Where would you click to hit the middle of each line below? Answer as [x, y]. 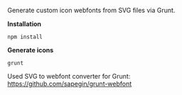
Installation [24, 24]
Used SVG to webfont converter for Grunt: [69, 76]
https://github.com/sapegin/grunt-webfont [70, 84]
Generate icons [31, 50]
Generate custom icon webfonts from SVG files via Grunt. [91, 10]
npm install [25, 37]
